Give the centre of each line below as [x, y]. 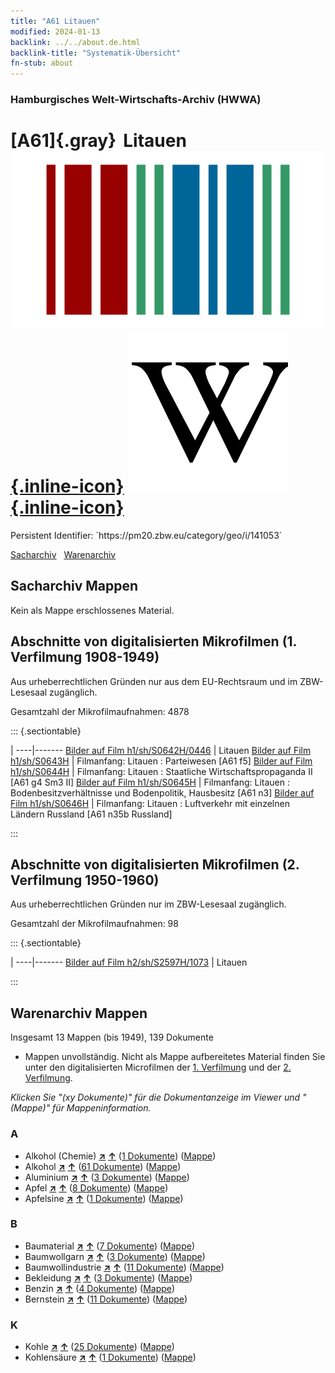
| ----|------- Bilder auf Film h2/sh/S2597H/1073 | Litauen [129, 962]
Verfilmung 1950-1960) [85, 880]
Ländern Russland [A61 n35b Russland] [91, 814]
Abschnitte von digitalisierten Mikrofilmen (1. [153, 641]
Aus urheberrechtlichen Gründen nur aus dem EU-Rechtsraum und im [154, 681]
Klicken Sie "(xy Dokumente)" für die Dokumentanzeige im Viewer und [155, 1097]
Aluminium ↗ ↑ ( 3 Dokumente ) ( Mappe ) [107, 1177]
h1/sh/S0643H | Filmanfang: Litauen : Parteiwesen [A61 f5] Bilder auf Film [161, 761]
